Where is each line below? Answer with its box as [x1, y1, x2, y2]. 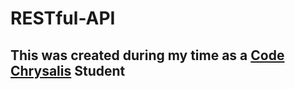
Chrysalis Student [10, 62, 126, 79]
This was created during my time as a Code [10, 47, 285, 64]
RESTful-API [10, 7, 116, 30]
